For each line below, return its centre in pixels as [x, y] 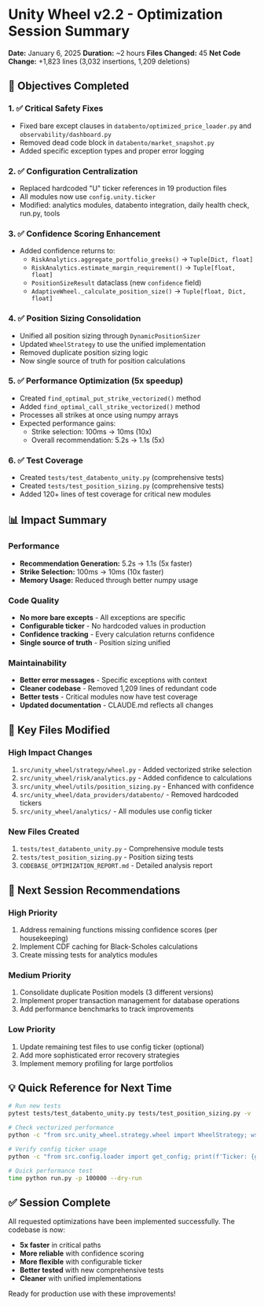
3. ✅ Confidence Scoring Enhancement [84, 234]
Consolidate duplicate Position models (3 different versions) [116, 992]
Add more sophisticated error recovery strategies [99, 1055]
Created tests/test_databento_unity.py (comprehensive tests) [122, 478]
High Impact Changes [50, 752]
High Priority [33, 913]
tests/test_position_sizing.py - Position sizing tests [106, 857]
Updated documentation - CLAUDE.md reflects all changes [116, 705]
